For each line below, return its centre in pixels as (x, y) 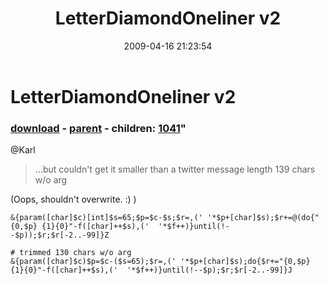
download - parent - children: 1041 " (98, 128)
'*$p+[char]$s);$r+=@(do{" (263, 218)
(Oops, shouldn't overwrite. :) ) (73, 199)
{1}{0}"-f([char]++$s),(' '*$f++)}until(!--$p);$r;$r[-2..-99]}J (151, 270)
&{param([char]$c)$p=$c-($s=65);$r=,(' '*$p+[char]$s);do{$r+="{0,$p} (160, 262)
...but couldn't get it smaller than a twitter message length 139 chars (175, 169)
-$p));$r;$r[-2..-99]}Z (60, 235)
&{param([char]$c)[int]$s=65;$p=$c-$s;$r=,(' (106, 218)
